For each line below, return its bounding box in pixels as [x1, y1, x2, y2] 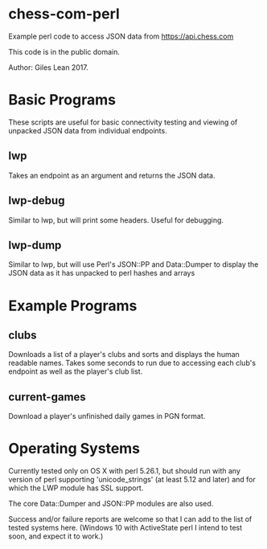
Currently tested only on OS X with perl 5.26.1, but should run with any [8, 466, 241, 476]
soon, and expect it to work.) [8, 531, 104, 541]
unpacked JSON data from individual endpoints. [8, 125, 167, 135]
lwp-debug [8, 194, 65, 207]
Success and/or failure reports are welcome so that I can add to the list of [8, 514, 253, 524]
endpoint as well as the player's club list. [8, 367, 143, 376]
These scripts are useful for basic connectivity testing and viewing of [8, 117, 238, 127]
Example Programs [8, 297, 138, 314]
